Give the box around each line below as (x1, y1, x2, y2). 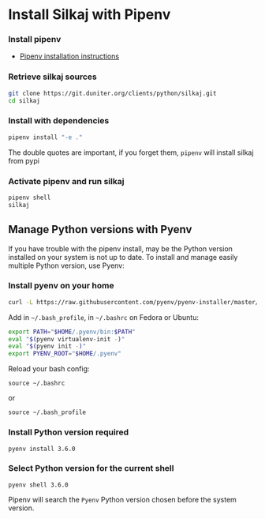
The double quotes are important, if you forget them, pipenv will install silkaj (8, 148, 254, 157)
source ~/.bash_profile (8, 408, 87, 416)
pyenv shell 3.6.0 (8, 480, 69, 489)
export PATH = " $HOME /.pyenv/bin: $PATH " (8, 328, 136, 336)
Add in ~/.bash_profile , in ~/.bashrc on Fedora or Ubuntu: (8, 312, 200, 322)
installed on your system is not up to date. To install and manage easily (8, 252, 238, 261)
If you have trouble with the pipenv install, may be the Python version (8, 243, 233, 254)
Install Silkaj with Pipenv (8, 6, 171, 24)
